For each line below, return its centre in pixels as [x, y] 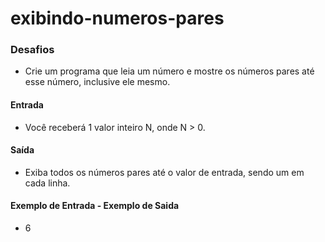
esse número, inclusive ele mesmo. [97, 82]
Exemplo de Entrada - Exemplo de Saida [95, 206]
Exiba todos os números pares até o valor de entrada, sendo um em [164, 172]
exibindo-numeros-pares [117, 18]
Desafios [32, 50]
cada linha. [47, 183]
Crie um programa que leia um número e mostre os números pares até [169, 71]
